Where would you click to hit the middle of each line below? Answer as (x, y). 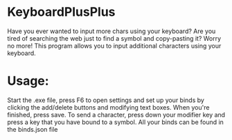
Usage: (28, 81)
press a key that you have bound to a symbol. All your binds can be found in (115, 122)
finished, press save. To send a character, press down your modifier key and (116, 114)
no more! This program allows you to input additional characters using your (114, 46)
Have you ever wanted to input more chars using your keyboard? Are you (111, 31)
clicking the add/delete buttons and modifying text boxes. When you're (108, 107)
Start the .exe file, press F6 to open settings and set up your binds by (106, 100)
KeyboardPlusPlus (61, 12)
